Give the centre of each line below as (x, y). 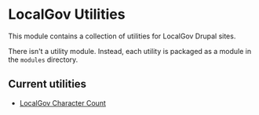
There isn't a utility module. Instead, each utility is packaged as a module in (130, 51)
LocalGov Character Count (62, 102)
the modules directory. (43, 59)
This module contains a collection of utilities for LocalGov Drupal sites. (122, 36)
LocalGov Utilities (67, 14)
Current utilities (47, 84)
